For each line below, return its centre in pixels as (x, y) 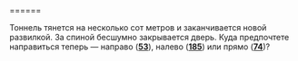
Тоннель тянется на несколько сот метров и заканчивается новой (138, 27)
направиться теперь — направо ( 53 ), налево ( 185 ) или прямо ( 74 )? (140, 47)
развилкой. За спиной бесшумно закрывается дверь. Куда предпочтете (149, 37)
